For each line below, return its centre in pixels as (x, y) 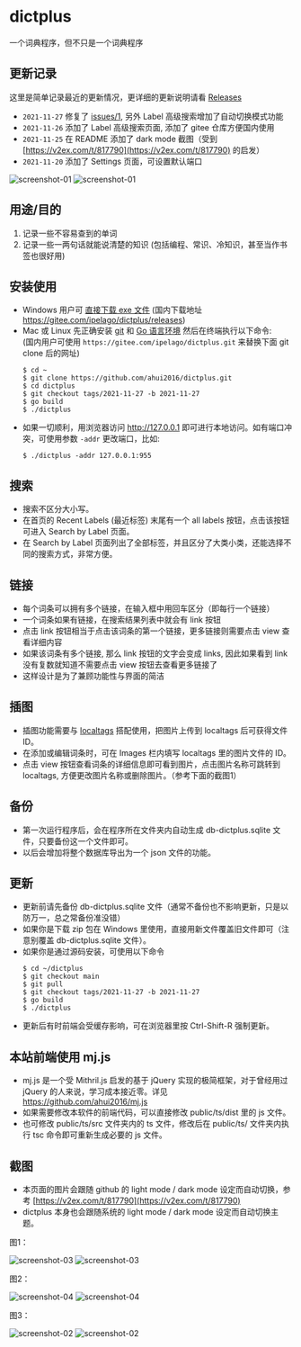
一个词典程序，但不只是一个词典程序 (76, 42)
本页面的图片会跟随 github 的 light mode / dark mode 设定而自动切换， (152, 1190)
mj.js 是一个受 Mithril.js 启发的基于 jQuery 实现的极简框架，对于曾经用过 (155, 1081)
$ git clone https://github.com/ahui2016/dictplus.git (127, 378)
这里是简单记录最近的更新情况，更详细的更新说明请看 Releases (126, 97)
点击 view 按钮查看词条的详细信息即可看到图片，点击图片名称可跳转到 (151, 764)
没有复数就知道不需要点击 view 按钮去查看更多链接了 (120, 665)
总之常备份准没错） (89, 918)
